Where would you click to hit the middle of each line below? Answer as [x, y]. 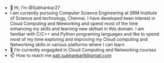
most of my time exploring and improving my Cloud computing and [79, 39]
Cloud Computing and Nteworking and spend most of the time [74, 23]
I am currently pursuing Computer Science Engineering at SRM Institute [83, 13]
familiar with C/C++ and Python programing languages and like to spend [84, 34]
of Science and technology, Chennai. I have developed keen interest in [82, 18]
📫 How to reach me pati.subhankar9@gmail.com [60, 55]
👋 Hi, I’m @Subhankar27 [35, 8]
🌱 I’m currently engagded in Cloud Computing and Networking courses [83, 50]
